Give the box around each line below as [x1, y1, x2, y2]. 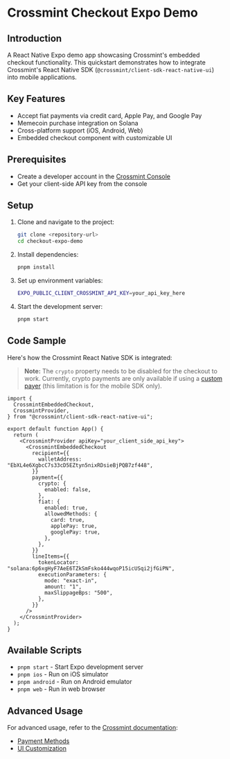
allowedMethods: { [44, 510, 98, 518]
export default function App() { [7, 425, 104, 432]
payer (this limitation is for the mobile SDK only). [24, 382, 163, 390]
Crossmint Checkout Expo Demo [7, 5, 199, 21]
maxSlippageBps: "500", [44, 589, 113, 596]
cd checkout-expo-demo [17, 238, 83, 245]
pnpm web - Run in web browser [17, 685, 106, 693]
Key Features [7, 93, 66, 105]
